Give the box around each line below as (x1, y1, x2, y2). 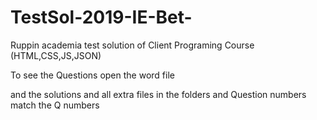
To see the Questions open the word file (10, 69, 175, 81)
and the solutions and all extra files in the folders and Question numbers (10, 88, 307, 100)
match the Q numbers (10, 99, 100, 111)
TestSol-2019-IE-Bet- (10, 6, 193, 29)
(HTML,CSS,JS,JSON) (10, 49, 102, 61)
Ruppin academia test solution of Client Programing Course (10, 39, 255, 51)
